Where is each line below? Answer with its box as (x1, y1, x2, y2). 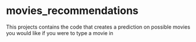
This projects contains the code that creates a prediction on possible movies (6, 23, 191, 30)
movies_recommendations (6, 4, 139, 17)
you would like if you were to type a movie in (6, 29, 114, 36)
